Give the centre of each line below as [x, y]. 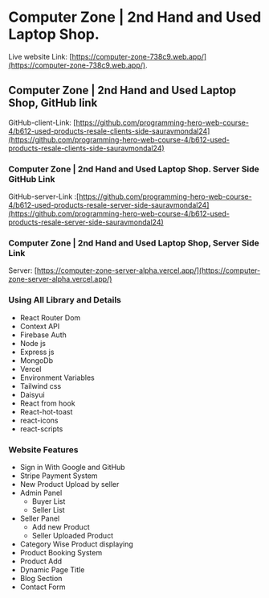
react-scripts [41, 429]
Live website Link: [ [40, 56]
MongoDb [37, 360]
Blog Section [41, 578]
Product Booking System [61, 552]
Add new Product [61, 526]
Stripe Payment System [59, 476]
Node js [33, 343]
